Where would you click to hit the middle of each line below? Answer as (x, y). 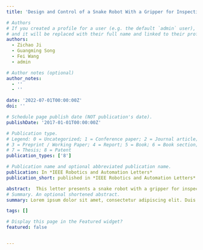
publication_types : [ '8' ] (39, 156)
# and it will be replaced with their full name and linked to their (96, 34)
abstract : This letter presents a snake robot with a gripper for (93, 189)
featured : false (27, 227)
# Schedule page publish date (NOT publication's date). (79, 117)
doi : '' (16, 106)
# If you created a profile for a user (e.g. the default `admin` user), (101, 28)
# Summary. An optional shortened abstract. (63, 194)
